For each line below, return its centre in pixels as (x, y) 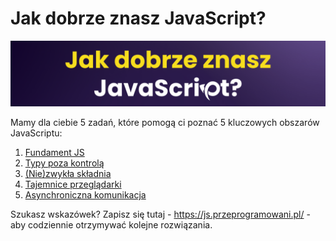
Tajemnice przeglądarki (73, 184)
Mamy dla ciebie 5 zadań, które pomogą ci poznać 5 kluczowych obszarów (165, 123)
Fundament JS (54, 153)
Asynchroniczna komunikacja (85, 195)
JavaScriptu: (36, 133)
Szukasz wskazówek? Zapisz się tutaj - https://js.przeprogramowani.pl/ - (160, 214)
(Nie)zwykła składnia (68, 174)
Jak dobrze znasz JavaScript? (138, 18)
